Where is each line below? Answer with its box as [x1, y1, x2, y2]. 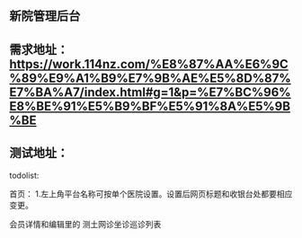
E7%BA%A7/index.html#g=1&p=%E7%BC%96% [9, 84, 291, 100]
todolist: [9, 170, 40, 181]
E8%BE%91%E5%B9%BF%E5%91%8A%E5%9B [9, 98, 290, 114]
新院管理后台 [9, 8, 81, 24]
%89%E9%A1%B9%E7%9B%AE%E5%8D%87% [9, 70, 291, 85]
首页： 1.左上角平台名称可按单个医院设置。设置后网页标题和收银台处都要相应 [9, 188, 293, 199]
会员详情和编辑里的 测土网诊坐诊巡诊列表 [9, 218, 162, 229]
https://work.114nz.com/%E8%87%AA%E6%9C [9, 57, 289, 72]
